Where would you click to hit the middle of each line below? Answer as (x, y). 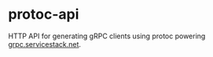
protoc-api (44, 14)
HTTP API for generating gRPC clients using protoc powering (107, 36)
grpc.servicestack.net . (44, 44)
